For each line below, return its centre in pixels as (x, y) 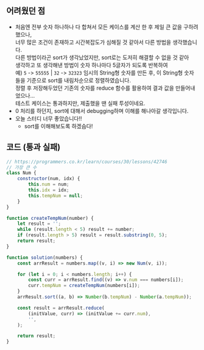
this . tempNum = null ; (56, 195)
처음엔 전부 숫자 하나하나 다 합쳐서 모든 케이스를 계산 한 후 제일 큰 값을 (99, 27)
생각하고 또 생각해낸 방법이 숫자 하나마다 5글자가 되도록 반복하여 (92, 65)
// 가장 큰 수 (22, 167)
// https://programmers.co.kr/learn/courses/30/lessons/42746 (87, 162)
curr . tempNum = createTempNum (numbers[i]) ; (84, 286)
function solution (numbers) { (45, 257)
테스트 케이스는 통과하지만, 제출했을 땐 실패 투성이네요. (80, 103)
